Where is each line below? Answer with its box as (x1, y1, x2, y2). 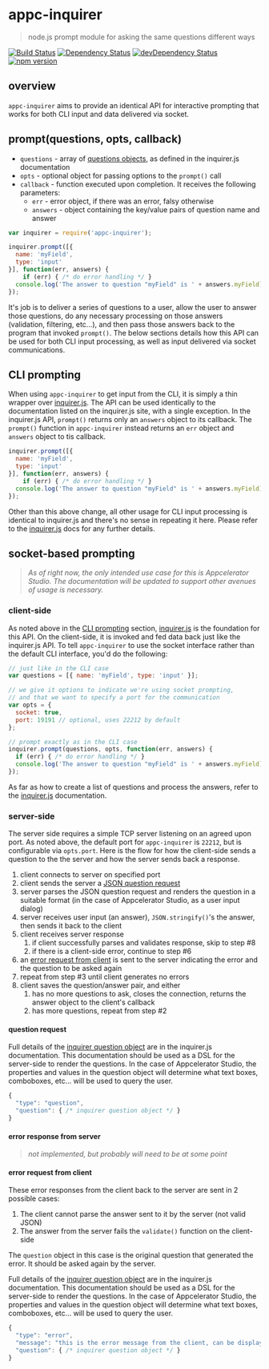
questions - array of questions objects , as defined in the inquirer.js (19, 154, 240, 163)
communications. (8, 344, 66, 354)
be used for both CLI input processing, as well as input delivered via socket (8, 336, 256, 346)
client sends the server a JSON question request (19, 879, 181, 888)
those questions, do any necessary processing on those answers (8, 311, 223, 320)
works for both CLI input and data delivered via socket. (8, 109, 190, 119)
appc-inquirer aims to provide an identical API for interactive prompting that (8, 100, 259, 110)
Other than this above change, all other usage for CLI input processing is (8, 506, 248, 516)
